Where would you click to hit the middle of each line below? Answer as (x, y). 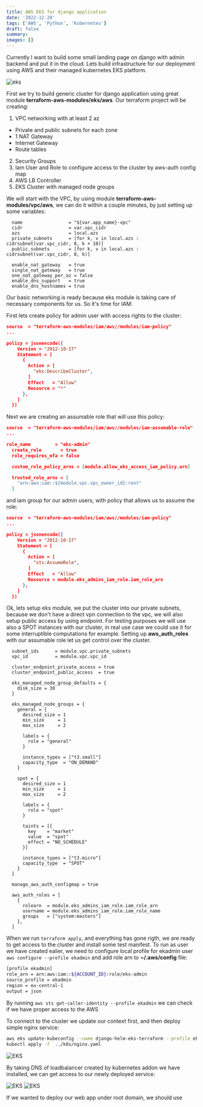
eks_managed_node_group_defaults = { (59, 683)
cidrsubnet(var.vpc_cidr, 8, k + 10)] (55, 244)
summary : (17, 35)
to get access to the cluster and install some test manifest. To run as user (97, 945)
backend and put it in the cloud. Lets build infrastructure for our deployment (101, 64)
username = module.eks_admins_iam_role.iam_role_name (92, 911)
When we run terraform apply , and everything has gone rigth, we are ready (101, 938)
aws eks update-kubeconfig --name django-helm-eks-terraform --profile (98, 1039)
